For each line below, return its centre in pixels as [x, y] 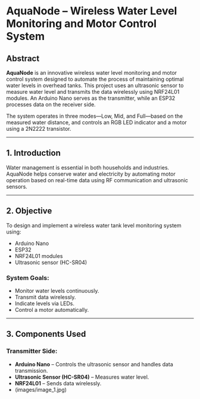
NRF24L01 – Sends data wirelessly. [58, 383]
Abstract [23, 58]
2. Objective [29, 211]
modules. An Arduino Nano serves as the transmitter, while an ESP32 [91, 98]
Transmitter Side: [32, 351]
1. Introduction [33, 153]
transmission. [31, 370]
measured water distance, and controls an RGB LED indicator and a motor [97, 122]
